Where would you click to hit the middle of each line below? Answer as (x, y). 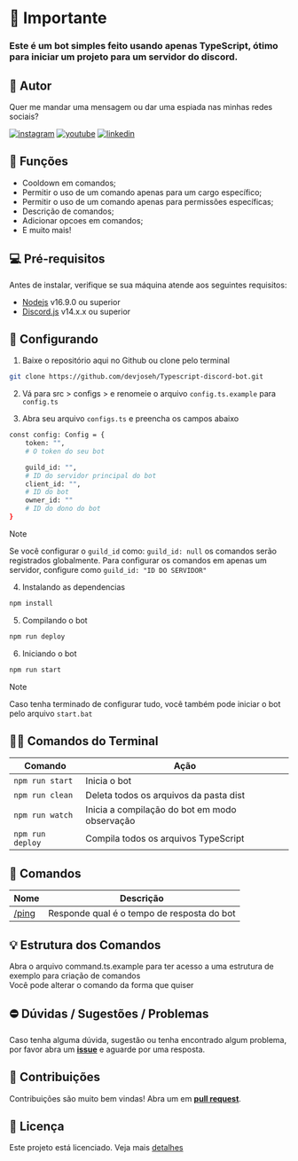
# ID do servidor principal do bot (91, 475)
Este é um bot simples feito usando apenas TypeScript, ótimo (144, 46)
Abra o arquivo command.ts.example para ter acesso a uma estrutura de (141, 967)
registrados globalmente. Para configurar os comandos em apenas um (138, 560)
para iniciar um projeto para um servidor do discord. (123, 57)
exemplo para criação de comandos (75, 976)
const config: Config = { (57, 435)
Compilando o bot (55, 620)
